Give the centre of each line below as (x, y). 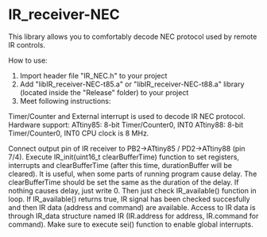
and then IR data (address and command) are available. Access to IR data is (132, 207)
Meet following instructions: (65, 101)
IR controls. (27, 44)
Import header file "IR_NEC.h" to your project (93, 75)
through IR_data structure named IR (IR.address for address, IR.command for (133, 216)
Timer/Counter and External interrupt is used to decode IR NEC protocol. (127, 116)
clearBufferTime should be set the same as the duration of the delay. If (124, 182)
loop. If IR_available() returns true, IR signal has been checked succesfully (129, 199)
